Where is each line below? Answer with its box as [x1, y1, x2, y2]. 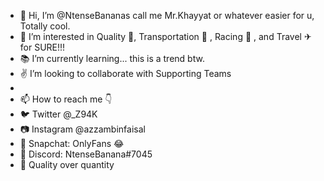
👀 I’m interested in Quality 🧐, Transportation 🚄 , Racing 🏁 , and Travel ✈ [19, 31, 312, 42]
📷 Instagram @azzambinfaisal [19, 123, 146, 135]
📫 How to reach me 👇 [19, 93, 113, 105]
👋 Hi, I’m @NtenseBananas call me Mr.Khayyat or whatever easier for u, [19, 10, 315, 21]
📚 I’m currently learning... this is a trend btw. [19, 53, 205, 64]
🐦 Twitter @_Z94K [19, 108, 98, 120]
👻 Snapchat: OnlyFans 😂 [19, 138, 125, 149]
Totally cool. [19, 20, 71, 32]
